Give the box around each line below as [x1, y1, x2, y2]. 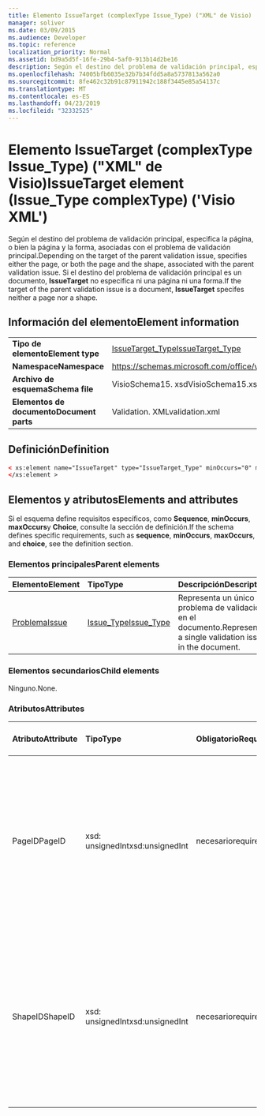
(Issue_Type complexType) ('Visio [8, 191, 236, 209]
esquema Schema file [12, 384, 94, 395]
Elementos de [12, 396, 65, 407]
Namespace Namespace [12, 361, 105, 372]
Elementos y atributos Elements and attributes [8, 492, 239, 506]
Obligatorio [196, 733, 239, 744]
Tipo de [12, 338, 42, 349]
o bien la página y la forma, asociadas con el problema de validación [8, 242, 231, 252]
